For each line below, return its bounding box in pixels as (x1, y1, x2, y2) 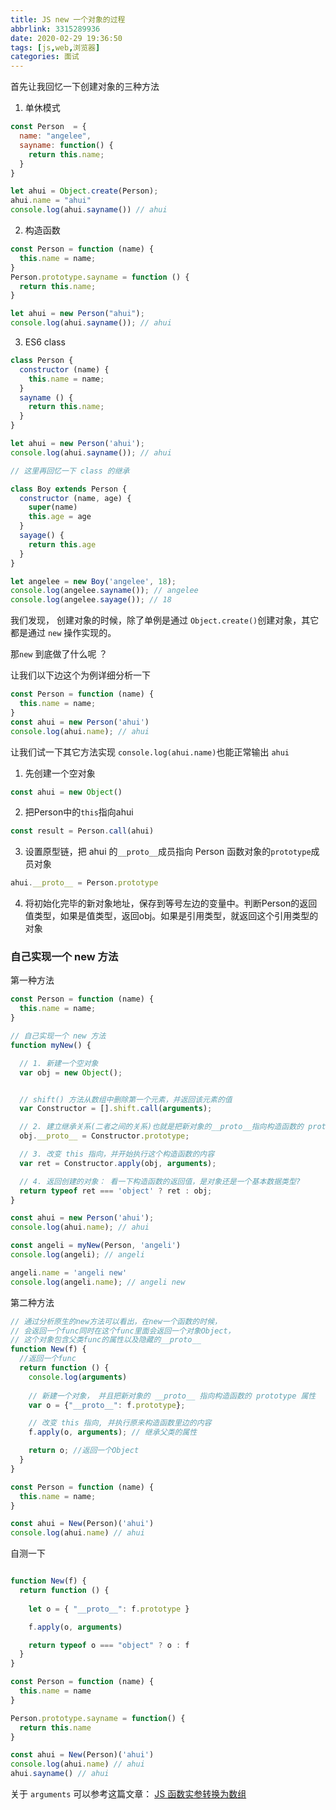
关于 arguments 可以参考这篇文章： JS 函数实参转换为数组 (10, 1788, 247, 1800)
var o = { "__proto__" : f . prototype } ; (28, 1400, 186, 1410)
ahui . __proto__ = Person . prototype (10, 878, 159, 888)
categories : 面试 (10, 52, 80, 62)
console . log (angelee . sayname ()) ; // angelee (10, 586, 199, 596)
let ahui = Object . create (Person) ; (10, 186, 159, 196)
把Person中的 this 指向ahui (24, 806, 134, 818)
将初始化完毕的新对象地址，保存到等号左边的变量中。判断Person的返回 (24, 897, 318, 910)
